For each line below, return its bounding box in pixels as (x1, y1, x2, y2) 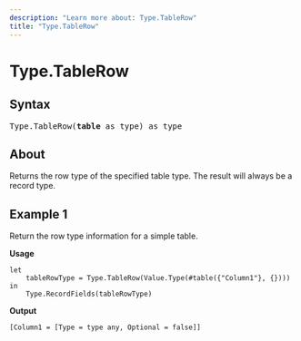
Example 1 (9, 206, 68, 222)
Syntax (9, 97, 51, 112)
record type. (9, 180, 56, 191)
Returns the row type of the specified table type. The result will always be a (9, 170, 293, 181)
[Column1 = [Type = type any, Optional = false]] (9, 323, 202, 332)
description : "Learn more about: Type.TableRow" (9, 13, 197, 23)
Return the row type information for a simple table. (9, 230, 198, 241)
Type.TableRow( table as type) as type (9, 121, 183, 132)
